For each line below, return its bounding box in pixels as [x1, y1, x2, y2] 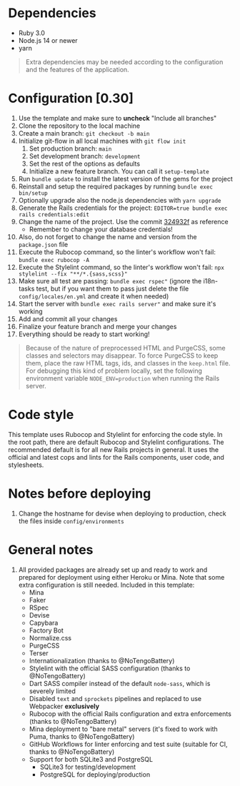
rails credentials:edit [18, 211, 90, 218]
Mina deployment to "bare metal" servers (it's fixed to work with [29, 725, 219, 733]
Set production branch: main [29, 144, 112, 153]
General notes [8, 541, 94, 558]
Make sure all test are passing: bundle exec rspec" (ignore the [18, 276, 202, 285]
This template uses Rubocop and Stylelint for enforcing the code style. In [8, 430, 224, 438]
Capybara [29, 618, 59, 627]
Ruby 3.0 [18, 29, 46, 37]
